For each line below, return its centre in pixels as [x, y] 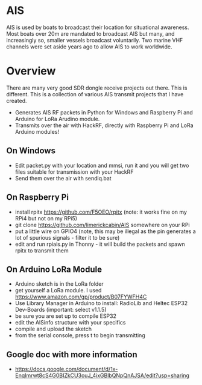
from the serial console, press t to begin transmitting [80, 335]
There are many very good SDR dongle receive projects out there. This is [97, 88]
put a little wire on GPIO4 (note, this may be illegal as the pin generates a [105, 231]
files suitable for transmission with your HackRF [74, 172]
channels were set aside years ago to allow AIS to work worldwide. [90, 47]
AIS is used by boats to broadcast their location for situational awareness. [98, 27]
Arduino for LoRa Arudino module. [57, 119]
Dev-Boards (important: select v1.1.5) [61, 310]
